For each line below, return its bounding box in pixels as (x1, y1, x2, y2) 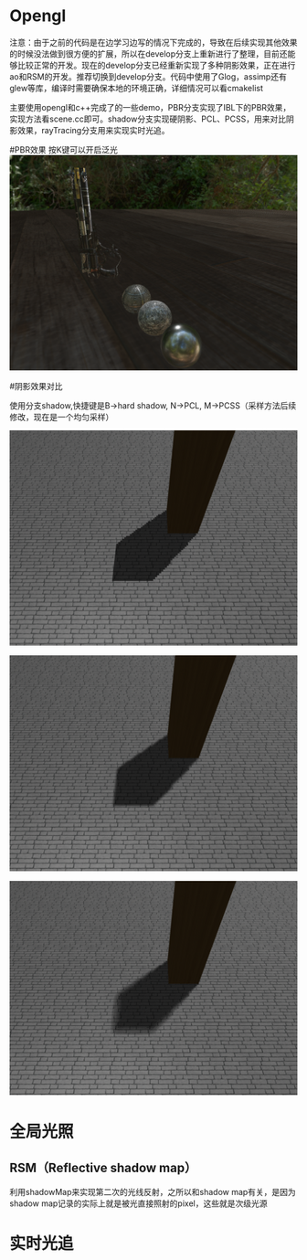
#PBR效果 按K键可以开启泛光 (9, 143, 119, 155)
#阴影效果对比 (9, 380, 63, 391)
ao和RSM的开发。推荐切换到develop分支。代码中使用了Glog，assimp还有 (9, 70, 288, 82)
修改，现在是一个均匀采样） (9, 411, 114, 422)
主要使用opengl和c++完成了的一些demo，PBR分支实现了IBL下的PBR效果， (9, 101, 291, 112)
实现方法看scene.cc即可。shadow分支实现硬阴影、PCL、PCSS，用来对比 (9, 113, 286, 124)
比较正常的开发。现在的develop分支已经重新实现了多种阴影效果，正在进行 (16, 59, 296, 70)
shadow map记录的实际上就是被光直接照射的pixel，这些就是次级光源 (9, 1198, 268, 1209)
